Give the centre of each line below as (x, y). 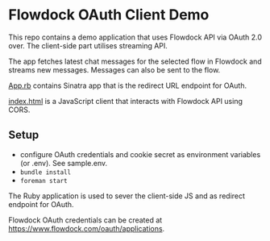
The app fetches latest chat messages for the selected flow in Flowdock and (135, 61)
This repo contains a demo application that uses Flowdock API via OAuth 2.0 (135, 37)
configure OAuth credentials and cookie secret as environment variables (140, 154)
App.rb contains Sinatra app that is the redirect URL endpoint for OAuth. (128, 85)
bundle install (46, 172)
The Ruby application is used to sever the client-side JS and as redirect (127, 196)
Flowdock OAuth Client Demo (109, 15)
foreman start (44, 181)
